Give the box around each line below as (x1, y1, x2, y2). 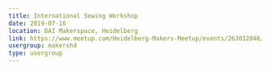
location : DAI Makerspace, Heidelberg (8, 27, 138, 35)
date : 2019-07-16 (8, 19, 67, 27)
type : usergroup (8, 49, 63, 57)
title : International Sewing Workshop (8, 11, 138, 20)
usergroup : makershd (8, 42, 78, 50)
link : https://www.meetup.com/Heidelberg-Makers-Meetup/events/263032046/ (8, 34, 264, 43)
